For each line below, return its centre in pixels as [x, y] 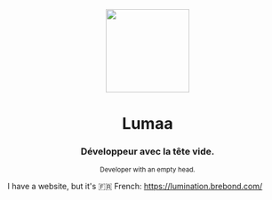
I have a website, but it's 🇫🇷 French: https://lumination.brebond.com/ [135, 187]
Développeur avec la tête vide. [148, 152]
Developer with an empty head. [148, 170]
